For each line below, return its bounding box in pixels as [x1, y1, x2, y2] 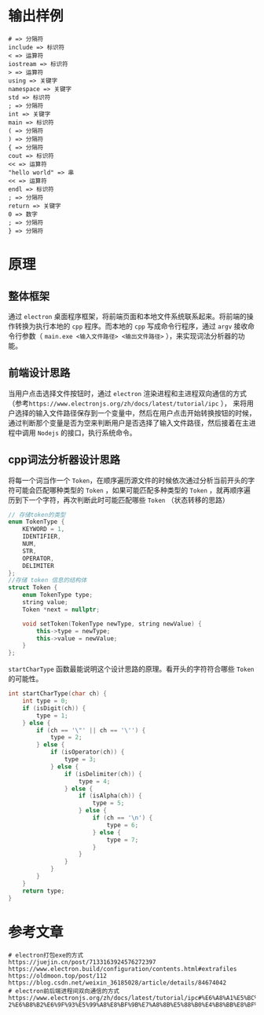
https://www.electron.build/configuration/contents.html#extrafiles [8, 965, 237, 973]
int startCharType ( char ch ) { [8, 690, 108, 698]
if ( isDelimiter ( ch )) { [64, 770, 143, 778]
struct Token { [8, 584, 58, 592]
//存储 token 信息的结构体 [8, 577, 87, 584]
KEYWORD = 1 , [22, 526, 65, 533]
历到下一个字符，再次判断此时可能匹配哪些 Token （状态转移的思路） [8, 495, 229, 504]
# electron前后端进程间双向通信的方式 [8, 987, 120, 995]
